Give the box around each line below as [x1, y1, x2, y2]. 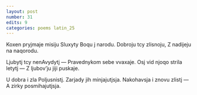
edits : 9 [6, 19, 28, 25]
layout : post [6, 8, 38, 15]
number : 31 [6, 14, 33, 20]
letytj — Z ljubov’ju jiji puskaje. [6, 65, 79, 72]
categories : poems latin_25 [6, 25, 75, 31]
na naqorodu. [6, 48, 39, 55]
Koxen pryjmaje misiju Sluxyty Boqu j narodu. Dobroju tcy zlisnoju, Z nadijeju [6, 41, 192, 48]
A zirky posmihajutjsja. [6, 83, 61, 90]
